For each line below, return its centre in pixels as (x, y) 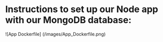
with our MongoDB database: (68, 20)
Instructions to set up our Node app (82, 9)
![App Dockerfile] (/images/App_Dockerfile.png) (56, 34)
